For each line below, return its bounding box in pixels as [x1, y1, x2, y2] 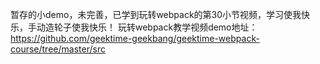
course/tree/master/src [10, 43, 106, 55]
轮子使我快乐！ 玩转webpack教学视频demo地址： [53, 21, 258, 33]
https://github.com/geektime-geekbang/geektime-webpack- [10, 33, 260, 44]
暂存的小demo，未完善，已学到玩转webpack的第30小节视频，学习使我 [10, 9, 302, 20]
